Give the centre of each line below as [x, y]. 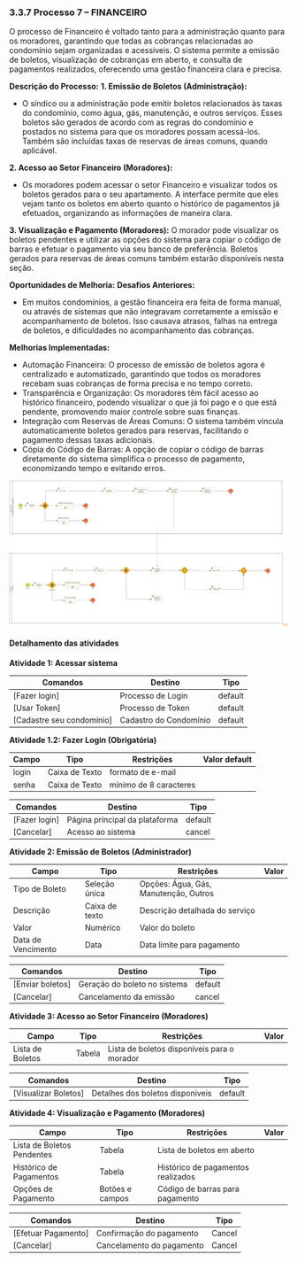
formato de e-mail [143, 772]
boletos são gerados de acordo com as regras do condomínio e [137, 122]
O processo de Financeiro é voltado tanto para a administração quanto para [147, 32]
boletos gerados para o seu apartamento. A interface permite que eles [150, 194]
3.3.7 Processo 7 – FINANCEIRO [78, 12]
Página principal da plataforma [122, 819]
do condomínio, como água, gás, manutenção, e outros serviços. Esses [152, 113]
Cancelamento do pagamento [150, 1245]
